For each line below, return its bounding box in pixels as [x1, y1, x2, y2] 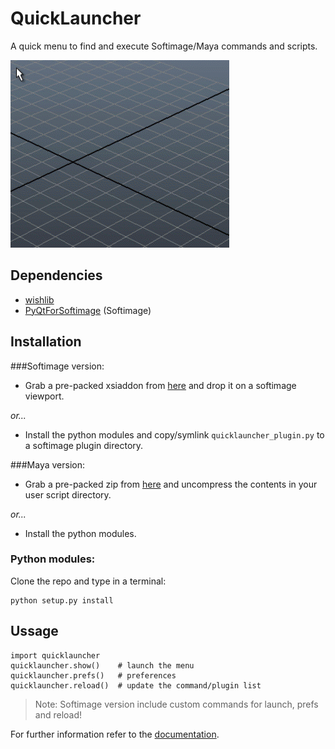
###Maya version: [10, 458, 86, 471]
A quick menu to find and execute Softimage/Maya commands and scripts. [10, 40, 318, 52]
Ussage [10, 623, 59, 640]
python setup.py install [10, 595, 114, 606]
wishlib [24, 293, 55, 306]
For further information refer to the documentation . [10, 728, 220, 740]
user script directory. [24, 488, 112, 501]
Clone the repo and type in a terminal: [10, 575, 167, 587]
